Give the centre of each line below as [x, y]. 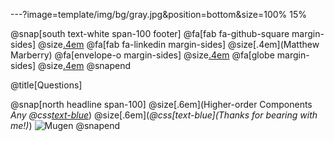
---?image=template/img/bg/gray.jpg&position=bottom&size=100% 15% [159, 14]
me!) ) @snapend [65, 125]
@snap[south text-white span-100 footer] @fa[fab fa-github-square [150, 33]
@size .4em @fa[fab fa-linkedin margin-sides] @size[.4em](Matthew [178, 44]
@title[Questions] [46, 85]
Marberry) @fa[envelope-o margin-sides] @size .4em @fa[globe [142, 55]
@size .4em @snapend [84, 65]
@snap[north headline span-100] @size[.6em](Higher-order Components [161, 104]
